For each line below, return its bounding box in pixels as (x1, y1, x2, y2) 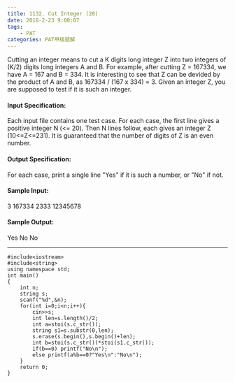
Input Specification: (7, 101, 66, 109)
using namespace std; (7, 266, 71, 273)
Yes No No (7, 233, 38, 242)
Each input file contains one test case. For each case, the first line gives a (7, 117, 220, 125)
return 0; (20, 363, 49, 370)
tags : (7, 23, 23, 30)
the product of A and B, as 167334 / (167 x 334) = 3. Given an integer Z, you (7, 78, 226, 86)
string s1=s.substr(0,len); (32, 326, 114, 334)
